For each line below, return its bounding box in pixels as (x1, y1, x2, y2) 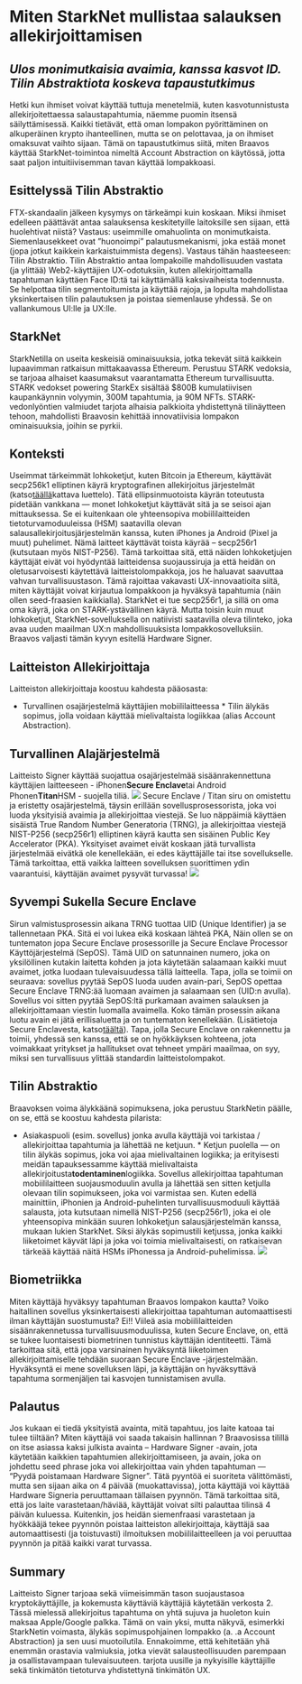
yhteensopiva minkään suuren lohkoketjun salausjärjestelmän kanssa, (22, 1216, 281, 1226)
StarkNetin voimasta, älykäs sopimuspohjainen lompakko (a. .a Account (9, 1626, 276, 1637)
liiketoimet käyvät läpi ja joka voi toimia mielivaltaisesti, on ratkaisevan (22, 1235, 282, 1246)
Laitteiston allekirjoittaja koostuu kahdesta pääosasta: (9, 683, 209, 694)
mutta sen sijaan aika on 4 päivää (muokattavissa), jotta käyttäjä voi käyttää (9, 1480, 290, 1491)
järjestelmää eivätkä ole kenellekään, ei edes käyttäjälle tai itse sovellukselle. (9, 848, 294, 859)
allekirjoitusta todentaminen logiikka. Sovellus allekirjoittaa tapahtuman (22, 1168, 284, 1179)
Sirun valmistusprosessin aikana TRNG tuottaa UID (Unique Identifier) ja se (9, 918, 287, 929)
